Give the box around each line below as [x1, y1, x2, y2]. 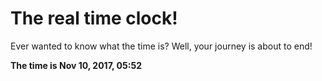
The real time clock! [10, 7, 178, 30]
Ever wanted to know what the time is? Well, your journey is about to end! [10, 40, 313, 52]
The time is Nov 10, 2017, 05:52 [10, 59, 142, 71]
